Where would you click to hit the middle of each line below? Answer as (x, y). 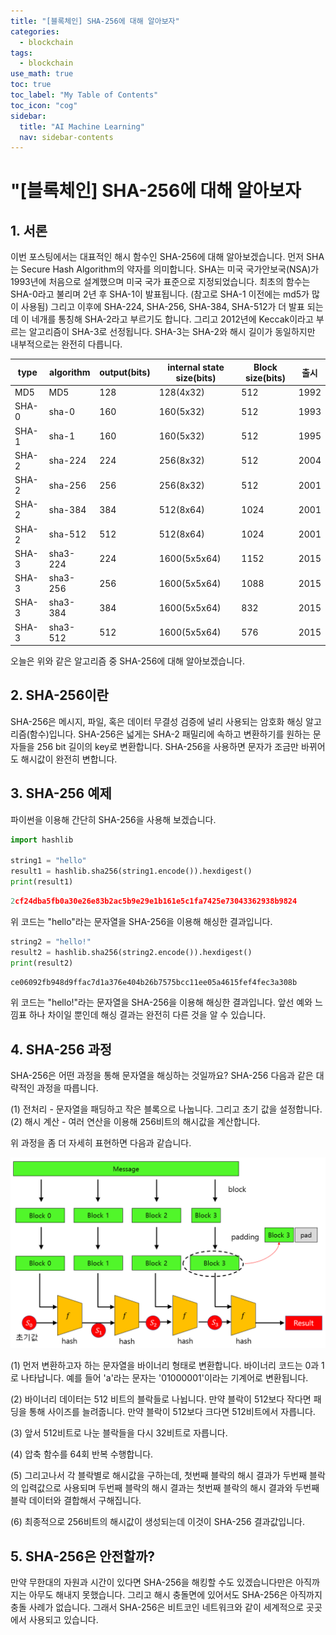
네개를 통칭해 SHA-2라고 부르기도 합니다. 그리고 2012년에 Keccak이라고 (172, 319)
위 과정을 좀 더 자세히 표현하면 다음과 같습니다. (101, 1143)
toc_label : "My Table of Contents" (84, 95)
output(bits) (125, 372)
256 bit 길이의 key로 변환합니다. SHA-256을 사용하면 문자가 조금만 (167, 746)
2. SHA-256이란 (59, 695)
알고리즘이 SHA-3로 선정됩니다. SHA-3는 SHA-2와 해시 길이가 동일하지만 (172, 332)
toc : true (31, 85)
